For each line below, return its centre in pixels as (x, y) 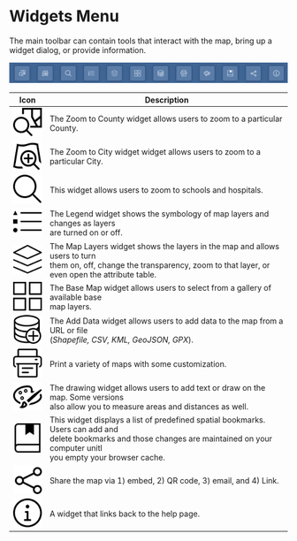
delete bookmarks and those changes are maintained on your (161, 438)
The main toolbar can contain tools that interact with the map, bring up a (141, 41)
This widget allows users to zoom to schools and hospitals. (156, 190)
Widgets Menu (64, 16)
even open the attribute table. (103, 274)
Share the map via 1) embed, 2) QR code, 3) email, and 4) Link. (165, 480)
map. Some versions (87, 397)
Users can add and (84, 430)
